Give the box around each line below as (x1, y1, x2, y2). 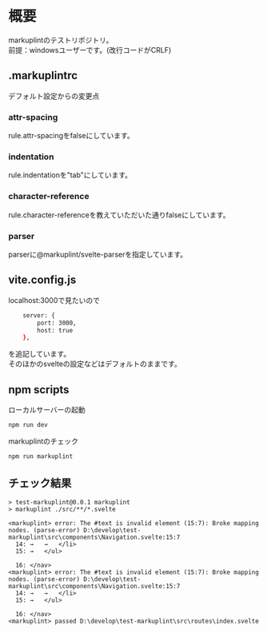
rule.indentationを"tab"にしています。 (8, 170, 133, 180)
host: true (37, 326, 74, 334)
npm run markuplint (8, 452, 74, 460)
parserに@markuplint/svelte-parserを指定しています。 (8, 249, 188, 259)
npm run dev (8, 421, 48, 429)
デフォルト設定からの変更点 (8, 91, 100, 101)
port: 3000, (37, 319, 78, 327)
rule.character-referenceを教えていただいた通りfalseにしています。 (8, 209, 230, 220)
